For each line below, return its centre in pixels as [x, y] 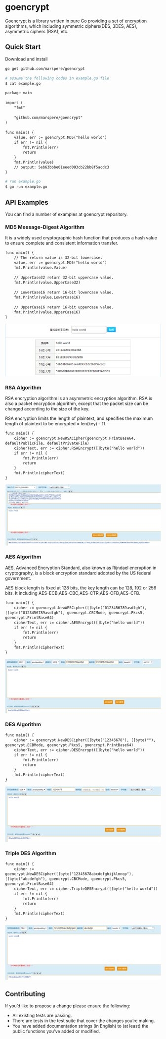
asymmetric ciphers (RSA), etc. [37, 31]
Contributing [25, 994]
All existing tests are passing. [42, 1015]
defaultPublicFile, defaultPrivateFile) [47, 443]
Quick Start [23, 47]
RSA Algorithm [23, 387]
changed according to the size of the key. [47, 409]
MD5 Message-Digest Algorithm [45, 227]
